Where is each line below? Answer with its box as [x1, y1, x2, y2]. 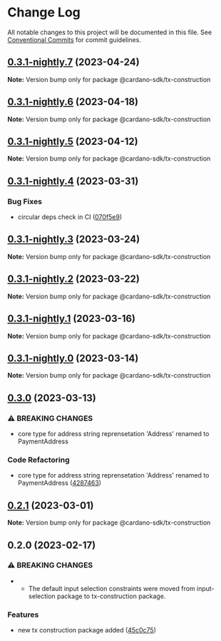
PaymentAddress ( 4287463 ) [17, 479, 102, 488]
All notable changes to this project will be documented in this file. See [7, 28, 212, 36]
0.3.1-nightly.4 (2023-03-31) [7, 175, 139, 187]
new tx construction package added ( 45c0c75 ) [17, 626, 157, 635]
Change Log [7, 4, 81, 21]
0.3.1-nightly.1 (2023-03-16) [7, 313, 135, 325]
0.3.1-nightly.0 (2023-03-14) [7, 352, 139, 364]
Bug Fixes [7, 196, 43, 206]
